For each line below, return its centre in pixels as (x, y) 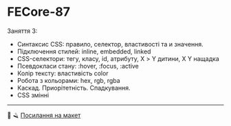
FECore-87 (39, 12)
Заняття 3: (22, 31)
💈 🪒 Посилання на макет (44, 115)
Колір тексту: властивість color (63, 73)
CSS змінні (33, 95)
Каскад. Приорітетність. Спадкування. (74, 88)
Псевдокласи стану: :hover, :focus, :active (78, 66)
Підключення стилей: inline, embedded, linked (84, 51)
